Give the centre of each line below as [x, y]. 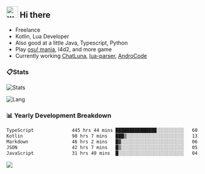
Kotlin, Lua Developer [42, 36]
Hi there [35, 15]
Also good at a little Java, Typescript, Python [71, 43]
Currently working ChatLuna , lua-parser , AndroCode [81, 56]
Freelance [28, 30]
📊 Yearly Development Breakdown [59, 115]
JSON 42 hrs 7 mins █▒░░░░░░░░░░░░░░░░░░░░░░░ [95, 148]
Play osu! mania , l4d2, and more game [63, 49]
